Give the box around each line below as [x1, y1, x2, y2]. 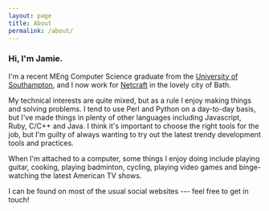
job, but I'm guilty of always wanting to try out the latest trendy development [8, 129, 261, 139]
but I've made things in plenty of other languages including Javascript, [8, 112, 243, 122]
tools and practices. [8, 138, 74, 148]
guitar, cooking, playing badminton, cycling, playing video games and [8, 162, 238, 172]
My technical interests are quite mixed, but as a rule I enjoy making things [8, 95, 251, 105]
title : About [8, 19, 52, 27]
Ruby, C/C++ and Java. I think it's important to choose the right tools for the [8, 121, 259, 131]
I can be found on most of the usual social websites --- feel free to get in [8, 186, 249, 196]
